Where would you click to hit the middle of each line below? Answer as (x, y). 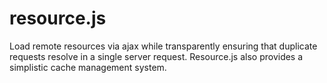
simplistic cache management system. (88, 67)
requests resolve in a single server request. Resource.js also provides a (156, 56)
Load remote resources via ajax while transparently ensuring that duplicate (163, 46)
